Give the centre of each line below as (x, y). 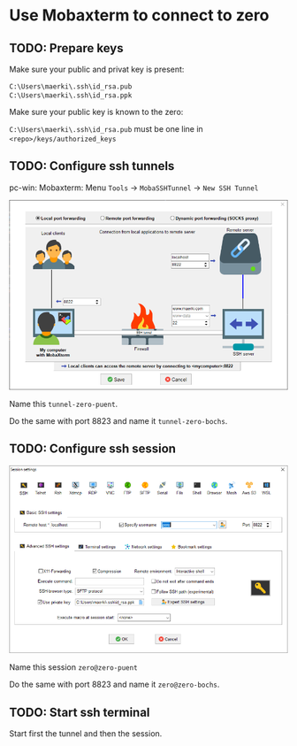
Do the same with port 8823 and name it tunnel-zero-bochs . (118, 421)
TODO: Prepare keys (66, 48)
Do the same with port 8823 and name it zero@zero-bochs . (114, 684)
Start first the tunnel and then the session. (86, 734)
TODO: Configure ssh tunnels (92, 166)
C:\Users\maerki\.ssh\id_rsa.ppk (71, 96)
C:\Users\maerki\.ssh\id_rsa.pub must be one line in (106, 129)
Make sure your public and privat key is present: (97, 69)
